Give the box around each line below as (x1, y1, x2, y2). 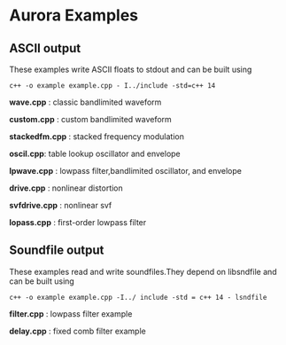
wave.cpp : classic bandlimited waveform (9, 97, 162, 107)
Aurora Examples (9, 5, 139, 26)
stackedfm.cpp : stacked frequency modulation (9, 131, 184, 142)
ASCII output (9, 41, 81, 56)
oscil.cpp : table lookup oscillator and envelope (9, 148, 182, 159)
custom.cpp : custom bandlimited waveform (9, 114, 173, 124)
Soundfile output (9, 243, 104, 258)
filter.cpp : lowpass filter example (9, 308, 133, 319)
